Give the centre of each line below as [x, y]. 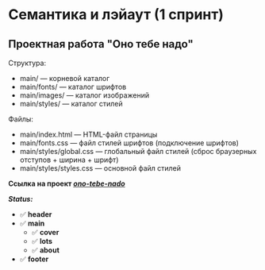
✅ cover [45, 232]
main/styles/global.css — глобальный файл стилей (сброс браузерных [138, 151]
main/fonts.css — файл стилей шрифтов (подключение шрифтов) [129, 143]
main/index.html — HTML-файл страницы [88, 134]
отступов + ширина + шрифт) [69, 160]
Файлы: [21, 119]
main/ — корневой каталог [65, 78]
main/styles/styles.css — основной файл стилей [100, 168]
